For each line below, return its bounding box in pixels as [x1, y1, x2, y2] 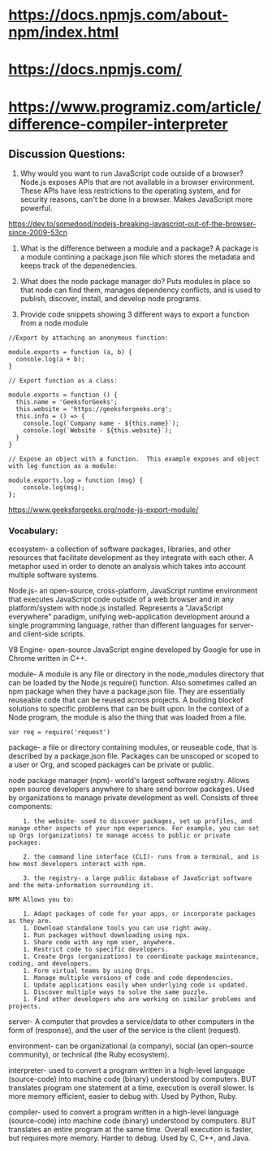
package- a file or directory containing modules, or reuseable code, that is [8, 742, 257, 752]
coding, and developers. [8, 959, 93, 968]
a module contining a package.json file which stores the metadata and [19, 252, 256, 262]
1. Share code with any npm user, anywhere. [23, 938, 176, 946]
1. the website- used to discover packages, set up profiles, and [23, 816, 253, 825]
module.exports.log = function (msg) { [8, 476, 144, 485]
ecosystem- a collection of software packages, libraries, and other [8, 544, 231, 554]
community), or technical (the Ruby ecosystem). [8, 1049, 170, 1059]
